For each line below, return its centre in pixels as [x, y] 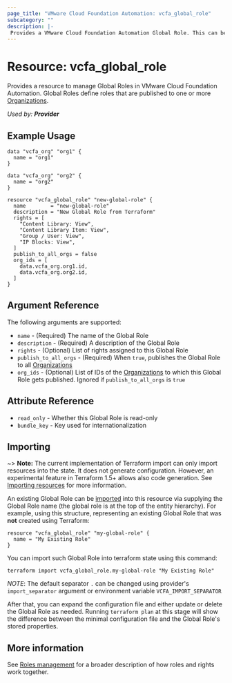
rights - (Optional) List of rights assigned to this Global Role [103, 350]
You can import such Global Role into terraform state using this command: [112, 558]
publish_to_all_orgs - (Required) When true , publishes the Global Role [119, 357]
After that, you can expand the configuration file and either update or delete [115, 604]
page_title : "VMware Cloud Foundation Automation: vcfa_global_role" [109, 13]
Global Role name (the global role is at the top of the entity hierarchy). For [112, 506]
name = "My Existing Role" [52, 540]
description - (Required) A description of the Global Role [98, 343]
